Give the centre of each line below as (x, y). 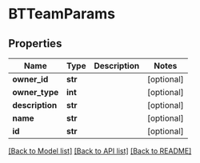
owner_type (36, 92)
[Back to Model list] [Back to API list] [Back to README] (100, 151)
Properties (35, 44)
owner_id (30, 79)
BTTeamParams (62, 14)
